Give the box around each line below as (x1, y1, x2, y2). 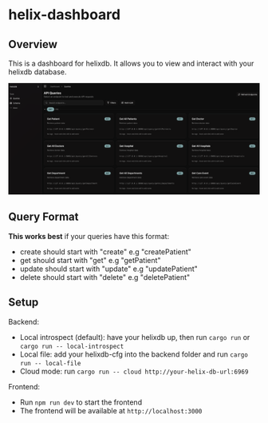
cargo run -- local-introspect (19, 342, 124, 350)
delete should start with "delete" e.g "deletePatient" (19, 272, 191, 281)
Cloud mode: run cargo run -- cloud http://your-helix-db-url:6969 (19, 366, 249, 376)
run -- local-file (19, 359, 81, 367)
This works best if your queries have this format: (8, 231, 170, 241)
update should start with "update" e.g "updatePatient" (19, 264, 198, 273)
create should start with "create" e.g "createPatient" (19, 246, 191, 257)
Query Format (8, 210, 79, 224)
